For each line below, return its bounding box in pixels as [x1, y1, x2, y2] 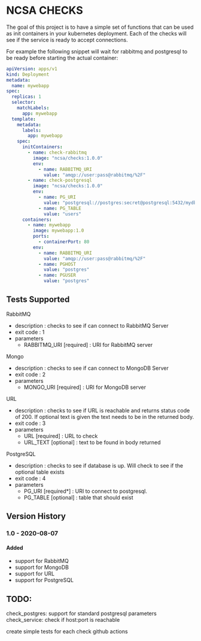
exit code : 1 [14, 328, 45, 336]
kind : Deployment [6, 71, 50, 77]
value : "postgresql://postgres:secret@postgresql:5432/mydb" [44, 199, 199, 206]
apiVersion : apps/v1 [6, 65, 58, 72]
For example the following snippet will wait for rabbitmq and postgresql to [6, 47, 188, 55]
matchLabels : [17, 105, 50, 111]
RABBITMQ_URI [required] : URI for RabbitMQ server [23, 341, 153, 348]
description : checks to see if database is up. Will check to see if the [14, 462, 184, 469]
